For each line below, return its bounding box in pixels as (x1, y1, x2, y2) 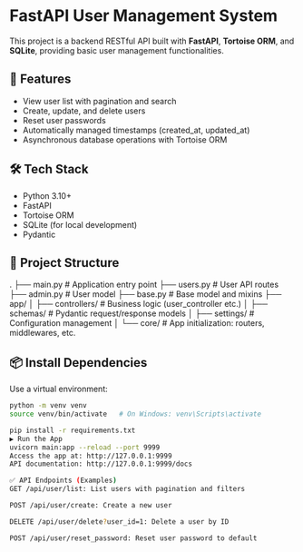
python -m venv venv (9, 401, 88, 410)
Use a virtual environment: (9, 383, 109, 395)
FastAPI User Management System (9, 5, 279, 26)
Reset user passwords (22, 114, 106, 125)
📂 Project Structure (9, 255, 120, 271)
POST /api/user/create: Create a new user (9, 501, 172, 510)
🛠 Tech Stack (9, 162, 89, 177)
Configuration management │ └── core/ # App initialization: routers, (9, 318, 265, 329)
